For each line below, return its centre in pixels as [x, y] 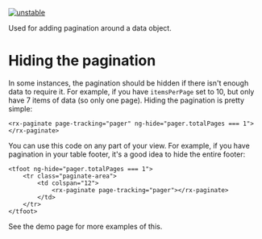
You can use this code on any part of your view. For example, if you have [129, 145]
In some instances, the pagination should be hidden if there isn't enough [129, 83]
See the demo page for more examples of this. [85, 226]
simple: [21, 108]
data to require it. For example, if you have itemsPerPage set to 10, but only [131, 91]
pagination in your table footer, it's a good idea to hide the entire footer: [127, 154]
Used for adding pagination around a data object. [90, 28]
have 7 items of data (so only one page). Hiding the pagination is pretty [126, 100]
